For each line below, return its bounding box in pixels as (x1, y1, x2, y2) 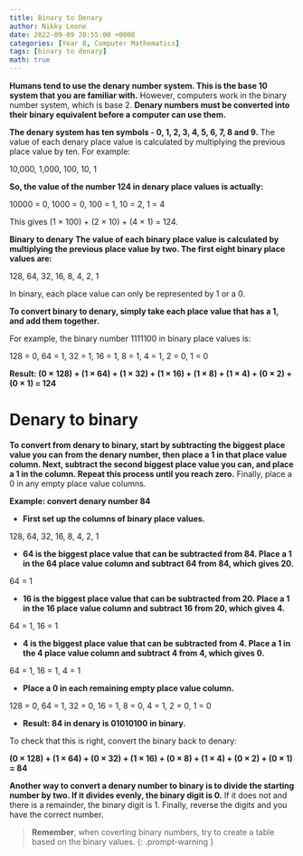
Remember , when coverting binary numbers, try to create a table (31, 826, 275, 837)
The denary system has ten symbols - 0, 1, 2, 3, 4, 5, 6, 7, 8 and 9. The (9, 127, 276, 137)
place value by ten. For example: (9, 146, 131, 157)
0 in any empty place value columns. (9, 478, 147, 489)
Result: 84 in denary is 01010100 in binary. (22, 717, 186, 728)
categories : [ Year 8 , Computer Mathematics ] (9, 38, 180, 48)
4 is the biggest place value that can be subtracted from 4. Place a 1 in (22, 637, 291, 648)
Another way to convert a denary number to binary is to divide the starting (9, 780, 295, 791)
